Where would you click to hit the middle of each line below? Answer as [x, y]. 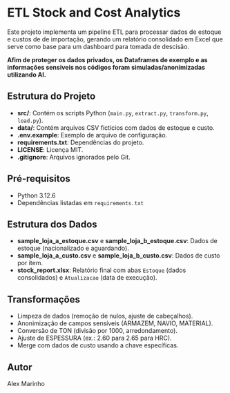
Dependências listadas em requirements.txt [80, 202]
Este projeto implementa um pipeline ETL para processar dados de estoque [114, 32]
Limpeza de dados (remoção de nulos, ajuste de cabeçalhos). [105, 316]
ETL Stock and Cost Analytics [94, 13]
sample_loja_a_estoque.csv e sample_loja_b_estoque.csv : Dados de [117, 241]
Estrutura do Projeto [51, 96]
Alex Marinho [26, 384]
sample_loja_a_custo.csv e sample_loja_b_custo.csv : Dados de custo [118, 256]
